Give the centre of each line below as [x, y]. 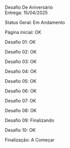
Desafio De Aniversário [29, 7]
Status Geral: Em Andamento [35, 22]
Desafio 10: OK [20, 130]
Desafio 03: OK [21, 62]
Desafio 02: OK [21, 52]
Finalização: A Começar [30, 140]
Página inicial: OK [23, 32]
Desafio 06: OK [21, 91]
